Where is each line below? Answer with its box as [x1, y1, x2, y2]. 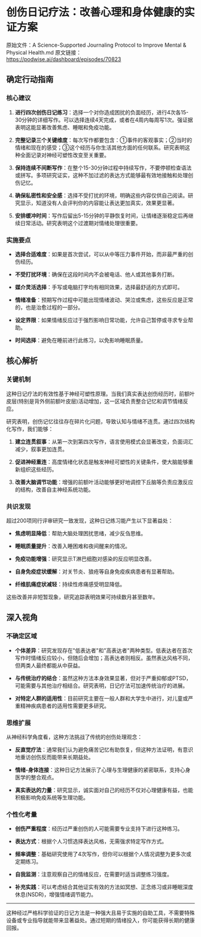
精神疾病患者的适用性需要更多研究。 [20, 702, 109, 709]
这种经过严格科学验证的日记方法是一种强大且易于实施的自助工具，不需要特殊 [6, 909, 195, 917]
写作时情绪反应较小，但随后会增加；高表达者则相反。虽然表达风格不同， [14, 654, 193, 662]
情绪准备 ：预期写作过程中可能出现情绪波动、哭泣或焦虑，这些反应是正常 [14, 296, 193, 303]
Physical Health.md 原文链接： [6, 48, 82, 56]
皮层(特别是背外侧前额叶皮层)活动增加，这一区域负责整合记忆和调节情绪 [6, 398, 184, 405]
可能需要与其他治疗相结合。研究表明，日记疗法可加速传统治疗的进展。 [14, 682, 188, 689]
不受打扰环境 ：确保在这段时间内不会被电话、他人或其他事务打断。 [14, 271, 178, 278]
